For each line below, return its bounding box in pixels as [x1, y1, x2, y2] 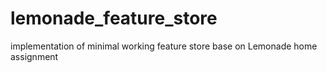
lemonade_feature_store [10, 7, 218, 30]
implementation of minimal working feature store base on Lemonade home [10, 40, 318, 52]
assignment [10, 50, 59, 62]
